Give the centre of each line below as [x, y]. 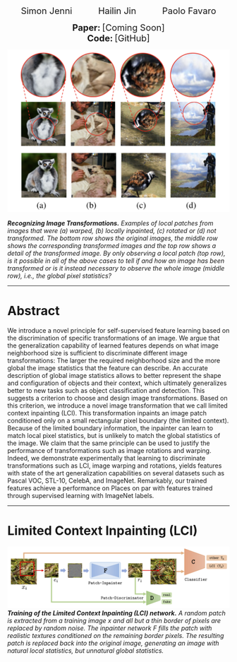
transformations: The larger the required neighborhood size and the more [114, 360]
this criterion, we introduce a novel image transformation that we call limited [117, 406]
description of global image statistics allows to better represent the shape [114, 375]
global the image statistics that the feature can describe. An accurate [108, 368]
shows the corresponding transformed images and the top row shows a [112, 245]
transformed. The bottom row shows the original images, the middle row [113, 238]
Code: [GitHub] [119, 38]
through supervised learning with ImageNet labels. [81, 495]
